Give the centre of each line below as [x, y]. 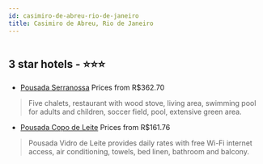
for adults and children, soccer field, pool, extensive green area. [135, 112]
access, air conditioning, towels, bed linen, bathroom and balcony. [138, 152]
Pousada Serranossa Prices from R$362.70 [92, 88]
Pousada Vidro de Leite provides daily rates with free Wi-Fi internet [140, 143]
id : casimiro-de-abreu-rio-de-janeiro [74, 16]
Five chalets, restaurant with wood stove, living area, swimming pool [142, 103]
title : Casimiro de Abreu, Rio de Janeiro [81, 23]
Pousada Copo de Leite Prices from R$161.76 [95, 128]
